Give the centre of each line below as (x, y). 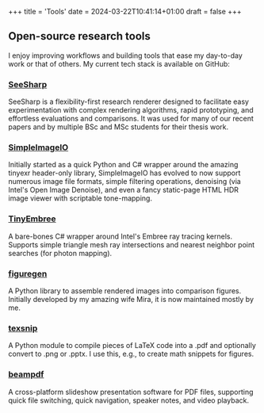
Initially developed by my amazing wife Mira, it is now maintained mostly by (131, 299)
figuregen (28, 273)
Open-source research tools (79, 36)
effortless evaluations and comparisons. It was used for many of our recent (131, 119)
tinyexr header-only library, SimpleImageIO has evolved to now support (124, 173)
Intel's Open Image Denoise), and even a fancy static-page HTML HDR (124, 190)
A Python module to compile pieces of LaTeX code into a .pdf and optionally (132, 346)
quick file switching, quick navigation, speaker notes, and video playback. (129, 400)
